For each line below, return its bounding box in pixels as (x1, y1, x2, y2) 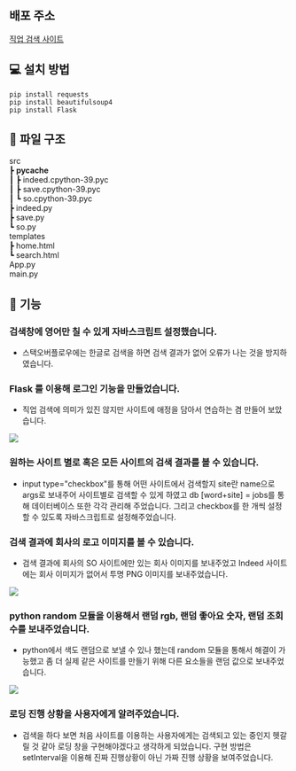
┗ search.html (9, 250, 59, 261)
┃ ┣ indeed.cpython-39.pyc (9, 175, 109, 185)
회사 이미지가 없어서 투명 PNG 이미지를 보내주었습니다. (38, 569, 229, 580)
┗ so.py (9, 222, 37, 232)
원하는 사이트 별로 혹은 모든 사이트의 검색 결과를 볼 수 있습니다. (9, 456, 260, 469)
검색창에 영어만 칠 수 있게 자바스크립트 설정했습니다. (9, 325, 217, 338)
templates (9, 231, 46, 242)
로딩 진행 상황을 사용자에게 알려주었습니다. (9, 708, 180, 720)
